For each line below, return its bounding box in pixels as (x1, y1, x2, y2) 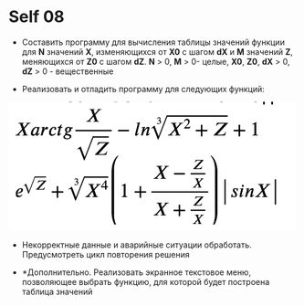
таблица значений (21, 286, 93, 297)
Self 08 (8, 6, 65, 27)
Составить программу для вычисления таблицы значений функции (21, 37, 285, 47)
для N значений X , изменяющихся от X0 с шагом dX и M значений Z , (21, 46, 294, 57)
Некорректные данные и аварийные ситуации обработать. (21, 239, 252, 250)
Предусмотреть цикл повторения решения (21, 248, 191, 259)
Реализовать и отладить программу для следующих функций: (21, 83, 266, 94)
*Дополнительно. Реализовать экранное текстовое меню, (21, 267, 252, 278)
